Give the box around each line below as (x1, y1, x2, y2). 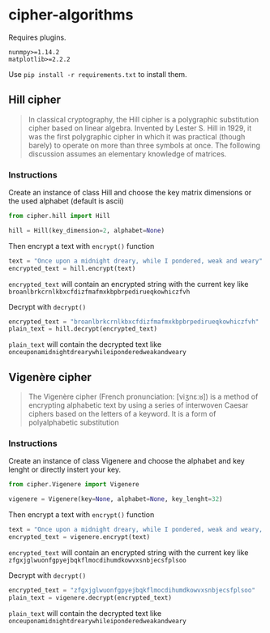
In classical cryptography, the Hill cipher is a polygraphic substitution (28, 114, 259, 124)
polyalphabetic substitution (28, 417, 119, 427)
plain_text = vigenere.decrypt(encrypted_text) (8, 593, 173, 601)
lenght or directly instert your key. (8, 464, 122, 475)
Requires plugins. (8, 32, 66, 42)
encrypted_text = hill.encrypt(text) (8, 264, 136, 272)
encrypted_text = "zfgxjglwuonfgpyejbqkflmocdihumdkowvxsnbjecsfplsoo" (8, 586, 255, 594)
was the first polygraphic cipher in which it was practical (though (28, 131, 246, 141)
